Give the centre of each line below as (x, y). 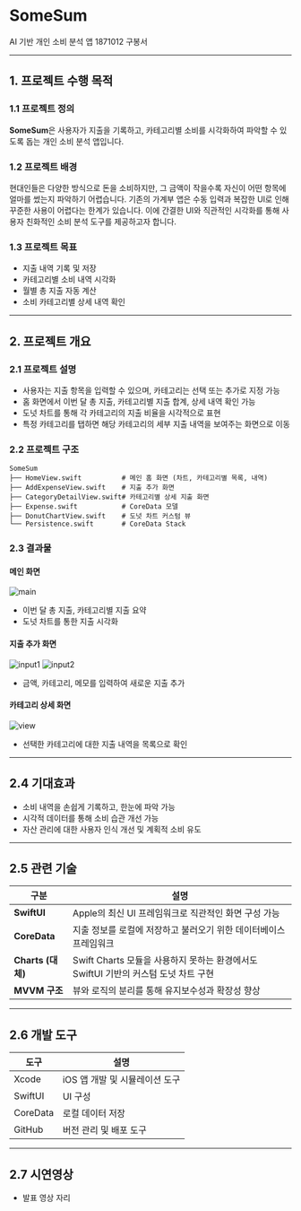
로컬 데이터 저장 (94, 1113)
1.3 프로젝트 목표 (43, 247)
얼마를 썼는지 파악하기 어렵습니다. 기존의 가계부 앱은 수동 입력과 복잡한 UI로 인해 (149, 199)
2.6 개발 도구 (43, 1035)
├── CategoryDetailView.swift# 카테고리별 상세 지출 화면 (109, 497)
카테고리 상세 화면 (40, 705)
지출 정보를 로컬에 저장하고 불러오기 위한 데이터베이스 (179, 930)
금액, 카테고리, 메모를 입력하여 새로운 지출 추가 (103, 683)
